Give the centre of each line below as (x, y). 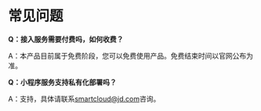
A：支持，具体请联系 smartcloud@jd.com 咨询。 (84, 98)
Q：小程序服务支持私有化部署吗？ (62, 82)
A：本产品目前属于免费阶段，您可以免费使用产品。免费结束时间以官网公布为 (130, 55)
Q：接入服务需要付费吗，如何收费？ (66, 39)
